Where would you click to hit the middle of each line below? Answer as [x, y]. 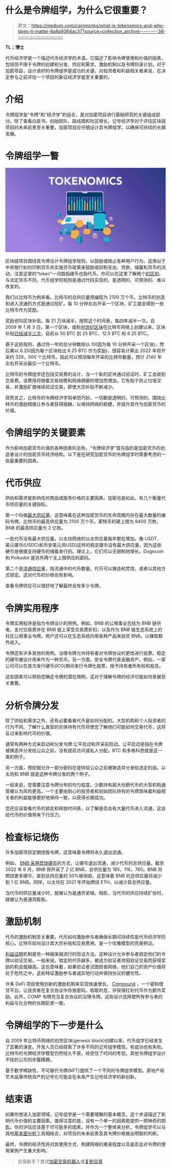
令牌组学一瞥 [32, 156]
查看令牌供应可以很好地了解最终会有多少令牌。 [54, 586]
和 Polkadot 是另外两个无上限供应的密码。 [49, 558]
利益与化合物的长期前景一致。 [36, 1003]
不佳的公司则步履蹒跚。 [30, 1060]
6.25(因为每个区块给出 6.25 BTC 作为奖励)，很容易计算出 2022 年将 [90, 350]
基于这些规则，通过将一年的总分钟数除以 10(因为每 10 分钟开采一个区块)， [83, 344]
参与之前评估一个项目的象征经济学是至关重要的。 [61, 77]
